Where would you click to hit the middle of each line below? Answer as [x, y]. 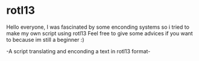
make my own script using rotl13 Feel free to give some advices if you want [99, 33]
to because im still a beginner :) [45, 39]
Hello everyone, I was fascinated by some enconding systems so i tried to [98, 27]
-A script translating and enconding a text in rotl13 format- [78, 51]
